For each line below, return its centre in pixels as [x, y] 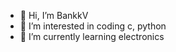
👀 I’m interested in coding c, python [93, 26]
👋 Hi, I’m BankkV [54, 15]
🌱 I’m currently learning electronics [92, 36]
